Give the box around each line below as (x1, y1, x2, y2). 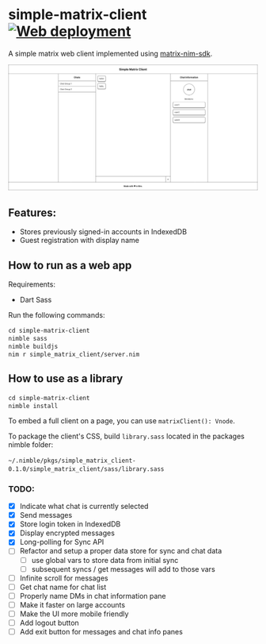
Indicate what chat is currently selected (19, 502, 149, 511)
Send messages (19, 511, 73, 520)
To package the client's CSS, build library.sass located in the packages (8, 431, 245, 441)
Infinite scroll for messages (19, 573, 108, 583)
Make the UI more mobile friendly (19, 609, 129, 619)
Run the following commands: (8, 310, 105, 320)
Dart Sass (19, 295, 52, 305)
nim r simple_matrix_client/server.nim (8, 351, 140, 359)
